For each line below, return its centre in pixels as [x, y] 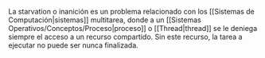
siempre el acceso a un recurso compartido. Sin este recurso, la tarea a [125, 37]
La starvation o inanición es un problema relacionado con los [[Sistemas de [131, 12]
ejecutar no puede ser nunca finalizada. [74, 45]
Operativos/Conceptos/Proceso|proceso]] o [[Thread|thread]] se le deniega [133, 28]
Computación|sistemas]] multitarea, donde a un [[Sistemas [105, 20]
